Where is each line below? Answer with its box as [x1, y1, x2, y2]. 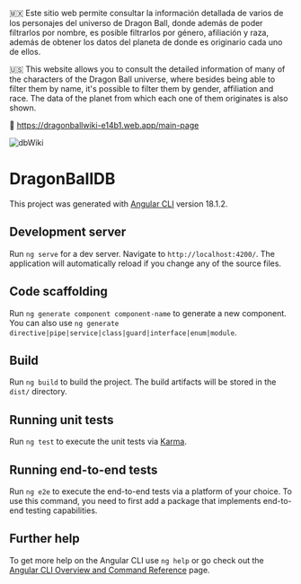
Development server [9, 225, 127, 240]
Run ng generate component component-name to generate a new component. [9, 307, 288, 318]
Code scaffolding [9, 284, 108, 299]
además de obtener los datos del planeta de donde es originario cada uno [9, 37, 283, 48]
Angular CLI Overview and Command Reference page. [9, 564, 210, 575]
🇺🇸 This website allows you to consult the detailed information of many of [9, 64, 286, 75]
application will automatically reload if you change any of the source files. [9, 258, 281, 269]
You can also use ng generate [9, 317, 120, 328]
